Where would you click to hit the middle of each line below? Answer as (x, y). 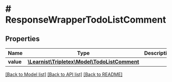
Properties (23, 39)
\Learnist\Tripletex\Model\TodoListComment (83, 62)
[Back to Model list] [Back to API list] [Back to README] (64, 74)
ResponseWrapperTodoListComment (86, 20)
